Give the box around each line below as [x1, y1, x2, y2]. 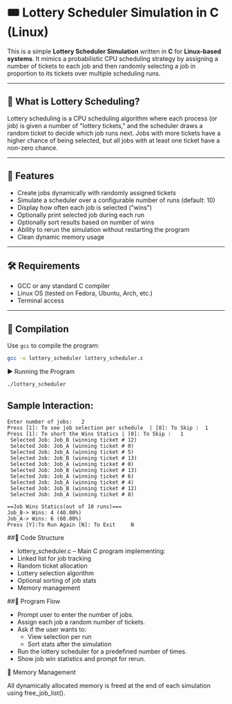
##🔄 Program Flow [7, 597, 61, 605]
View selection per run [27, 632, 92, 640]
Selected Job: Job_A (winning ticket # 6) [10, 473, 135, 480]
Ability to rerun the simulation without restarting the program [17, 225, 190, 233]
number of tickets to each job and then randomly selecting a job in [7, 62, 196, 70]
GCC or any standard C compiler [17, 282, 110, 290]
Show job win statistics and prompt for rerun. [17, 654, 146, 662]
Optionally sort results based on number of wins [17, 218, 155, 226]
